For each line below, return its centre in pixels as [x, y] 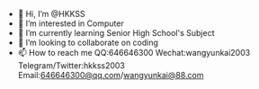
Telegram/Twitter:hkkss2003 [71, 66]
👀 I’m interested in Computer [71, 23]
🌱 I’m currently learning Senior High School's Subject [116, 33]
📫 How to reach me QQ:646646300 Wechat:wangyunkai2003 [134, 53]
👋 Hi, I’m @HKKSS [51, 14]
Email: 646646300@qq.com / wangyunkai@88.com [111, 75]
